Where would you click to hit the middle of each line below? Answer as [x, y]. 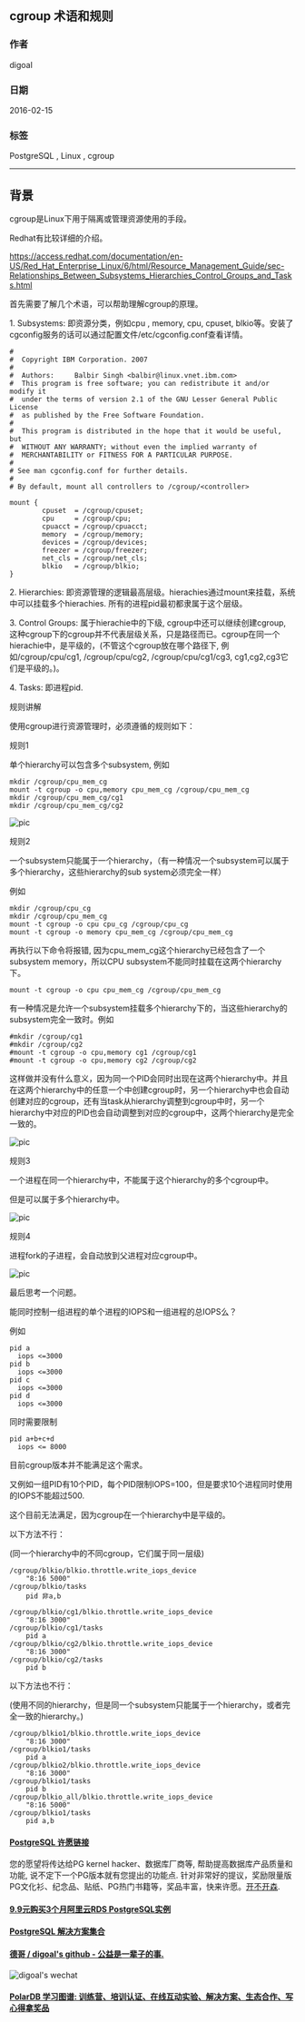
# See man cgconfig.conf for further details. [99, 471]
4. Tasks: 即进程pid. [46, 687]
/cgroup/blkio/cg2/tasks [56, 1660]
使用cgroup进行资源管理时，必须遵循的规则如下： [102, 726]
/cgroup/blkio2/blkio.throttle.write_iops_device [105, 1766]
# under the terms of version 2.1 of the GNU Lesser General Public [144, 399]
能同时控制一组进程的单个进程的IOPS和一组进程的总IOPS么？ [123, 1312]
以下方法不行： [37, 1534]
